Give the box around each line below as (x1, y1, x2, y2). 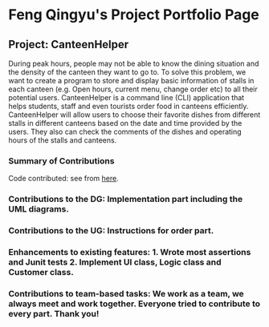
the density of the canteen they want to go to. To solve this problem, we (8, 67, 247, 77)
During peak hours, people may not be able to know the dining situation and (8, 59, 259, 68)
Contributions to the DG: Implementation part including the (8, 194, 243, 205)
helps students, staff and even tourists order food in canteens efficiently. (8, 102, 249, 111)
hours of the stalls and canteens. (8, 135, 117, 145)
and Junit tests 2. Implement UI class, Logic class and (8, 256, 222, 268)
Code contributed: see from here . (8, 174, 119, 184)
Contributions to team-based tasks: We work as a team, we (8, 288, 245, 299)
